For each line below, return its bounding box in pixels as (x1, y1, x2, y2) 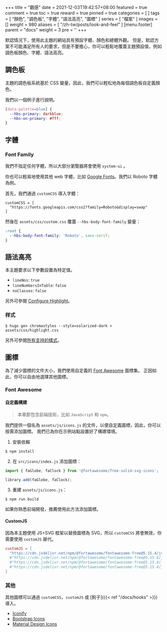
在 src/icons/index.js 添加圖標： (12, 458, 82, 464)
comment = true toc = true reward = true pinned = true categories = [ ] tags (5, 10, 160, 16)
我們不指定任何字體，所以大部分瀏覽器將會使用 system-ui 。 (5, 163, 128, 169)
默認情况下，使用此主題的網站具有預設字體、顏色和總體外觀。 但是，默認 (5, 37, 155, 43)
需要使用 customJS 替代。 (5, 536, 56, 542)
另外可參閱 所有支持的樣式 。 (5, 337, 62, 343)
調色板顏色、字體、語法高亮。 (5, 49, 66, 55)
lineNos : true (12, 277, 40, 283)
